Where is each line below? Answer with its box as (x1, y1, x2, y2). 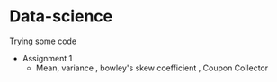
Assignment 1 (22, 53, 73, 63)
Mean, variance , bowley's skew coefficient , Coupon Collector (35, 62, 269, 73)
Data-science (9, 6, 113, 27)
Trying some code (9, 36, 77, 46)
